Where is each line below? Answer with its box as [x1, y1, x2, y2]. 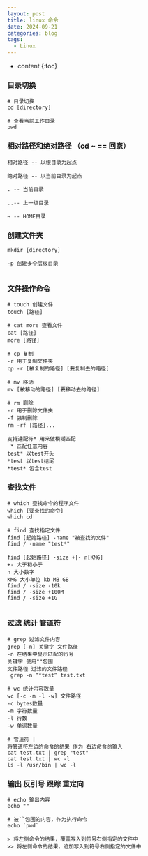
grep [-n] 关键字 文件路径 [7, 643, 78, 650]
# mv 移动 [7, 379, 34, 386]
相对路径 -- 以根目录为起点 [7, 158, 77, 166]
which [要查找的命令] [7, 507, 64, 515]
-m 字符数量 [7, 707, 38, 714]
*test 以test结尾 [7, 458, 54, 465]
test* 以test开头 [7, 451, 54, 458]
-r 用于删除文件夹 [7, 407, 54, 414]
